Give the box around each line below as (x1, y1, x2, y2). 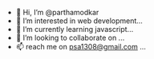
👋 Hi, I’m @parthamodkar (15, 8, 99, 17)
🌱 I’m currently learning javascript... (15, 25, 134, 33)
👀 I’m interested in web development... (15, 16, 143, 26)
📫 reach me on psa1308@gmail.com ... (15, 42, 147, 51)
